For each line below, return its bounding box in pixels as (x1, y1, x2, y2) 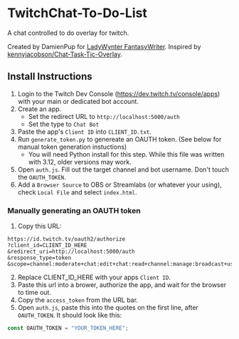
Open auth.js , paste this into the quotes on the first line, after (17, 303, 199, 312)
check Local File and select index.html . (17, 187, 137, 197)
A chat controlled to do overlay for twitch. (7, 28, 129, 37)
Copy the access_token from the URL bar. (17, 296, 139, 304)
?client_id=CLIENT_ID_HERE (7, 242, 87, 249)
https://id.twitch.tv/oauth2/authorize (7, 236, 126, 243)
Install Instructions (7, 71, 92, 83)
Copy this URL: (17, 222, 62, 231)
